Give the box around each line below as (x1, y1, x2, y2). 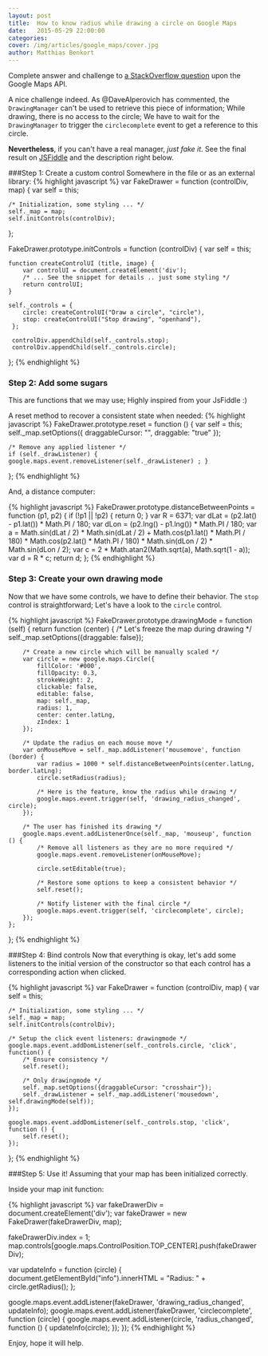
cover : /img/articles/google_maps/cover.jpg (8, 42, 159, 50)
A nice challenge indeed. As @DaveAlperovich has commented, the (8, 95, 230, 104)
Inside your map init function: (8, 1184, 104, 1194)
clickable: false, (37, 682, 98, 691)
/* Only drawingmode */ (22, 1076, 102, 1084)
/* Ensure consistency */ (22, 1056, 109, 1064)
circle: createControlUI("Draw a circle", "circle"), (22, 308, 205, 316)
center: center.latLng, (37, 710, 116, 719)
